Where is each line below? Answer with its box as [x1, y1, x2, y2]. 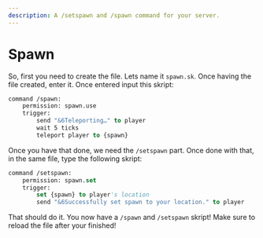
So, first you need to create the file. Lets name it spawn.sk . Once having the [8, 71, 252, 81]
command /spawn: [8, 95, 61, 103]
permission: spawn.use [22, 102, 97, 110]
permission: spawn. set [22, 176, 97, 185]
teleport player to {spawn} [36, 131, 128, 139]
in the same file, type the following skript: [8, 154, 143, 163]
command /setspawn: [8, 169, 72, 177]
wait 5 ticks [36, 124, 80, 132]
